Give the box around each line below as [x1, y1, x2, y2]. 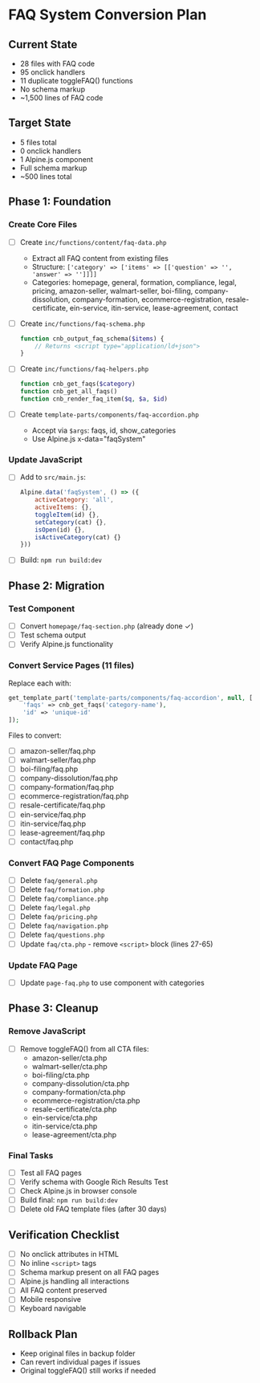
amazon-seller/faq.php [19, 746, 96, 756]
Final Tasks [8, 1149, 54, 1161]
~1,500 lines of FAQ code [19, 93, 104, 102]
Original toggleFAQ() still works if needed [19, 1366, 156, 1376]
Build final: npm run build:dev [19, 1195, 119, 1205]
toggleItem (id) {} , [35, 510, 100, 519]
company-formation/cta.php [31, 1087, 126, 1096]
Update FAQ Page [8, 959, 78, 970]
